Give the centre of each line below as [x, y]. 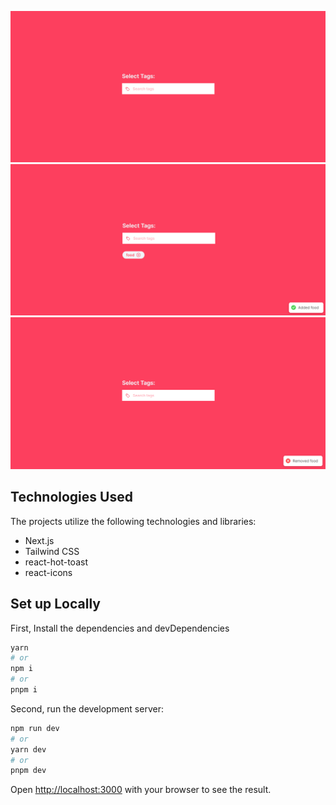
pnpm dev [28, 771]
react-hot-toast [56, 562]
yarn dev [28, 749]
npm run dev [35, 728]
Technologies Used [71, 497]
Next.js [39, 540]
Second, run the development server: [87, 708]
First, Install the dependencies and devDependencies [120, 628]
